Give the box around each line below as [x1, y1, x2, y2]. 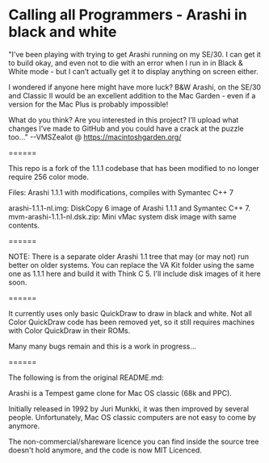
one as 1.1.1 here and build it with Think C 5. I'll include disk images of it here [8, 269, 261, 278]
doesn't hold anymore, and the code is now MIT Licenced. [8, 445, 202, 455]
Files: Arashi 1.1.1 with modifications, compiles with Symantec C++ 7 [8, 187, 234, 197]
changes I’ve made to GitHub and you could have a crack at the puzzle [8, 123, 244, 133]
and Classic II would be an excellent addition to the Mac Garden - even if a [8, 90, 256, 100]
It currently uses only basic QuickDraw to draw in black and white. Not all [8, 308, 252, 318]
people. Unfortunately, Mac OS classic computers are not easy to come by [8, 412, 257, 422]
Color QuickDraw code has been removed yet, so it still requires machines [8, 317, 255, 327]
